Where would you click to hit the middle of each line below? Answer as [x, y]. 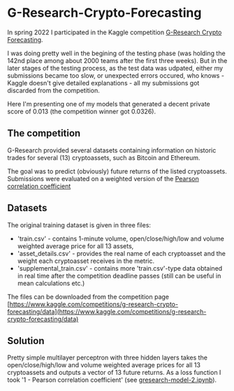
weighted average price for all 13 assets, [75, 246]
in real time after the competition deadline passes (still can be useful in [119, 276]
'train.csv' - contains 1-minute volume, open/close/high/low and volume [121, 239]
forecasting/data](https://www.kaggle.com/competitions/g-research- [107, 311]
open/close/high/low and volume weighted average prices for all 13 [104, 365]
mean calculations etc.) [51, 283]
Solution [26, 341]
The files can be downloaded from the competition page [88, 297]
